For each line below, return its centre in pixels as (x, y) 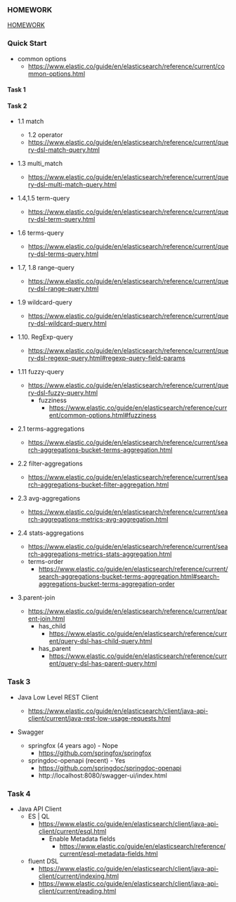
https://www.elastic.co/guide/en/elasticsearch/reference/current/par (127, 611)
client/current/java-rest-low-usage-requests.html (99, 718)
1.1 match (31, 122)
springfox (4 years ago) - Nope (73, 745)
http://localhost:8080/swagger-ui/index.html (103, 775)
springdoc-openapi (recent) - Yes (77, 760)
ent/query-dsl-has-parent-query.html (103, 664)
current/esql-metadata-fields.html (109, 853)
